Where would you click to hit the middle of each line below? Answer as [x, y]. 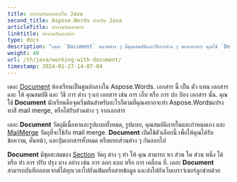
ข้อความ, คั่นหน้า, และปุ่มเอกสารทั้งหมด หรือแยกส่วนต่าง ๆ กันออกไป [87, 140]
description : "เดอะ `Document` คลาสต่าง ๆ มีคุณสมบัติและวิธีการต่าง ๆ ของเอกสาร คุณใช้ [112, 47]
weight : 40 [23, 54]
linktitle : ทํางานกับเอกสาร [41, 34]
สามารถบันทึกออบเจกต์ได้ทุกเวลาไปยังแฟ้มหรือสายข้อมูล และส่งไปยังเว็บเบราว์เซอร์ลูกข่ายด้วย [114, 170]
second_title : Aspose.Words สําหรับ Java [65, 20]
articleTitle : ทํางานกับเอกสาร [46, 27]
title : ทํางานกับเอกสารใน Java [45, 14]
